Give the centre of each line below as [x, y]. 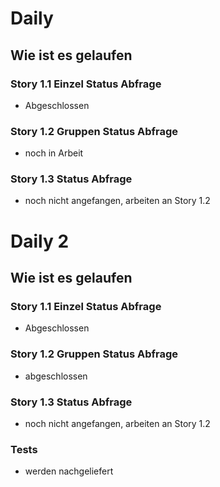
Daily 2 [40, 241]
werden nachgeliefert [69, 471]
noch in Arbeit [54, 153]
